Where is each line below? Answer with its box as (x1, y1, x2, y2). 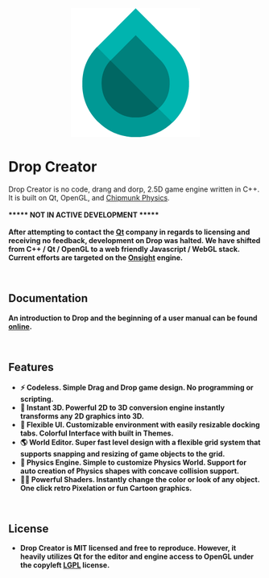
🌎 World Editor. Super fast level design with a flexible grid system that (19, 437, 261, 447)
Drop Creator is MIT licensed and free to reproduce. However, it (19, 543, 237, 553)
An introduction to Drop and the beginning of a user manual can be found (8, 313, 258, 323)
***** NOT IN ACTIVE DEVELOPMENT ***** (8, 209, 159, 220)
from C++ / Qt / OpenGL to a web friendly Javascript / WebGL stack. (8, 244, 240, 254)
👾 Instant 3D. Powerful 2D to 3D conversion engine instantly (19, 403, 226, 412)
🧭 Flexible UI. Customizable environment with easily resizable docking (19, 419, 260, 429)
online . (8, 321, 32, 331)
